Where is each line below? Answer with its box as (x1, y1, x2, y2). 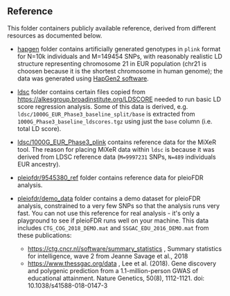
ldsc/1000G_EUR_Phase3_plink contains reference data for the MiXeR (17, 138, 217, 146)
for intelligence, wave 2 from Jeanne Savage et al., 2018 (27, 252, 188, 260)
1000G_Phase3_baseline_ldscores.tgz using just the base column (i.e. (17, 117, 213, 125)
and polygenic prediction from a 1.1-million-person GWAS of (27, 266, 199, 275)
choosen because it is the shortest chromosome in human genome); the (17, 67, 223, 75)
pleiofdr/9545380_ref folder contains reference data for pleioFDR (17, 173, 204, 182)
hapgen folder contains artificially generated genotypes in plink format (17, 44, 221, 53)
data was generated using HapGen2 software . (17, 74, 149, 82)
